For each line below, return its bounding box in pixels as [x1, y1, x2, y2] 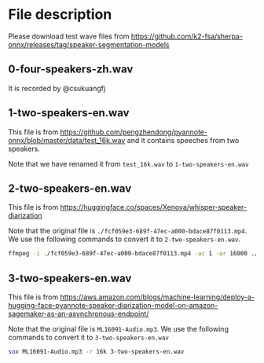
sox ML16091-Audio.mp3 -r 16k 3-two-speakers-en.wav [8, 348, 185, 356]
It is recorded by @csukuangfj [8, 83, 106, 93]
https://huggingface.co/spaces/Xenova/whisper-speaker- [60, 203, 247, 212]
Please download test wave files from [8, 31, 130, 41]
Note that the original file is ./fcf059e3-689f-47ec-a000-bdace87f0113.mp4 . [8, 226, 247, 236]
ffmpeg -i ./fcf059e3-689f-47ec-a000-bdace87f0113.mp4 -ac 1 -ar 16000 [8, 250, 247, 258]
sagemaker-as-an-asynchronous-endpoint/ [8, 309, 149, 319]
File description [8, 5, 112, 24]
